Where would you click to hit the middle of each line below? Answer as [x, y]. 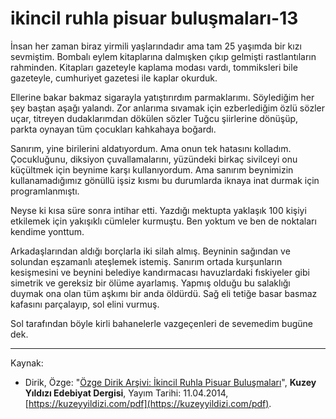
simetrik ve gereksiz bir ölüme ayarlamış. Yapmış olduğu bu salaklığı [150, 283]
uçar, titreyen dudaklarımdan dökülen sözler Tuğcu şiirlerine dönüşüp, [154, 118]
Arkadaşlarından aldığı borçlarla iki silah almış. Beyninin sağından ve [150, 251]
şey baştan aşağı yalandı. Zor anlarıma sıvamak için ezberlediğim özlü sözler [168, 108]
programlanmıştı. [45, 191]
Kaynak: [27, 363]
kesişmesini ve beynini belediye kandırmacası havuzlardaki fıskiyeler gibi [160, 272]
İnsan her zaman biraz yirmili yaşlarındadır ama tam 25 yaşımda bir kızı [156, 46]
